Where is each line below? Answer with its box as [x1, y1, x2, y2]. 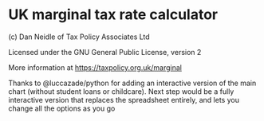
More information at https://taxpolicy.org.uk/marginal [8, 62, 182, 72]
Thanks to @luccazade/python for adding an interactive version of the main [8, 78, 257, 88]
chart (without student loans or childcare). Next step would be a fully [8, 86, 234, 96]
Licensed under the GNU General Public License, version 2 [8, 47, 202, 57]
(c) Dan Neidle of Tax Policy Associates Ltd [8, 32, 150, 41]
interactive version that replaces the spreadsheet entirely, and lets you [8, 95, 239, 104]
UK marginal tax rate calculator [8, 6, 218, 24]
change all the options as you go [8, 103, 116, 113]
